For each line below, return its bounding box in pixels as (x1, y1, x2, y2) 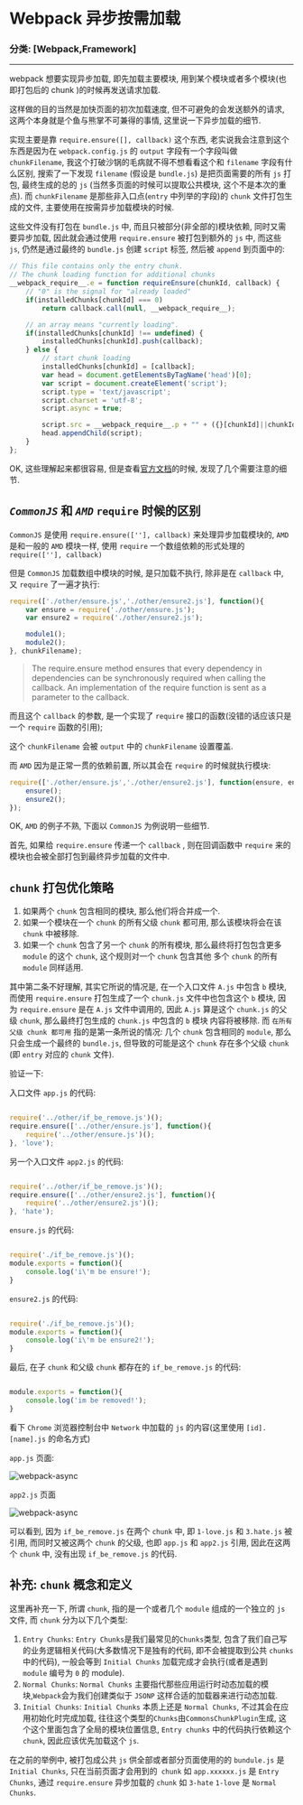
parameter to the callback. (31, 692, 130, 702)
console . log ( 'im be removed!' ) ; (25, 1396, 147, 1405)
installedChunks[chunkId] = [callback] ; (41, 362, 196, 371)
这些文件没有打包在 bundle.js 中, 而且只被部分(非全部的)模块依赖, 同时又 (9, 221, 279, 232)
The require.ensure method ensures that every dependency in (31, 663, 263, 674)
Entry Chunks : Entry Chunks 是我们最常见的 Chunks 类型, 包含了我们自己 (22, 1633, 280, 1644)
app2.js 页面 (9, 1489, 57, 1500)
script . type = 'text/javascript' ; (41, 387, 171, 396)
